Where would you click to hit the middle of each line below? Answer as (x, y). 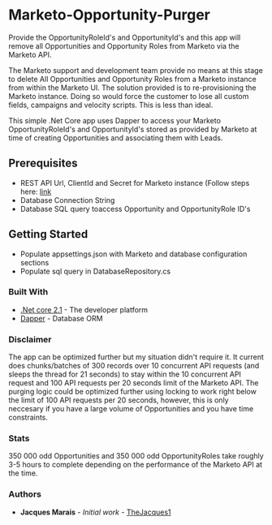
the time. (23, 473)
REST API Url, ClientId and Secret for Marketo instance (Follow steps (135, 183)
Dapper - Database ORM (61, 318)
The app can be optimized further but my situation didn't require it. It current (136, 357)
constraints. (28, 417)
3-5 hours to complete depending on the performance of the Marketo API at (135, 465)
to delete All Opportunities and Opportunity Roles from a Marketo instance (133, 79)
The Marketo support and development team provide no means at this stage (136, 70)
